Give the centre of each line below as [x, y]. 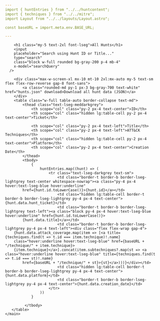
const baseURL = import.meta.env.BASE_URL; [50, 27]
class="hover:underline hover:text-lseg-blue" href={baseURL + [79, 241]
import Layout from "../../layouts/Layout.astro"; [57, 19]
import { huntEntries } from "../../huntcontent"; [57, 10]
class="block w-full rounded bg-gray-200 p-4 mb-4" [67, 62]
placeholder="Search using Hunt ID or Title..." [64, 54]
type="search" [28, 58]
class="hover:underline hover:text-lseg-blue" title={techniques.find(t [80, 254]
